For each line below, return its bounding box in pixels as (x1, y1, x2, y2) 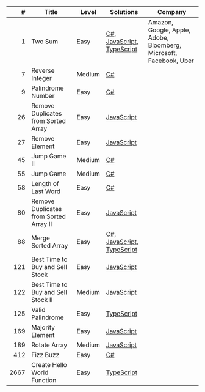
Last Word (31, 187, 61, 195)
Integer (31, 74, 52, 82)
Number (31, 92, 55, 100)
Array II (31, 220, 52, 228)
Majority (31, 324, 55, 331)
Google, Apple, (148, 26, 191, 34)
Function (31, 376, 57, 384)
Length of (31, 180, 59, 188)
